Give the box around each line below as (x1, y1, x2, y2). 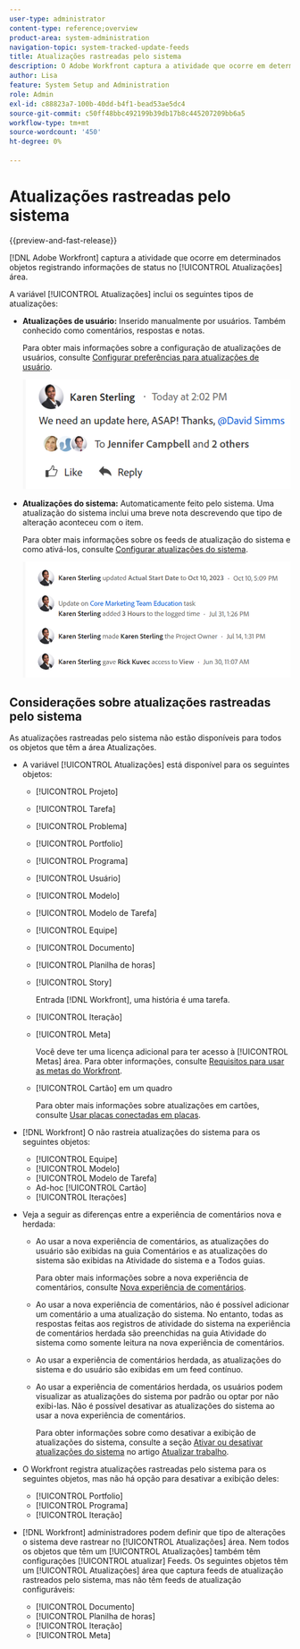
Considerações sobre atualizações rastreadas (9, 695, 271, 711)
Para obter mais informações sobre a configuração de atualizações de (21, 342, 281, 353)
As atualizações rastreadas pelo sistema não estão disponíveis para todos (9, 732, 282, 743)
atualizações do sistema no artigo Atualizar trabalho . (35, 1447, 229, 1457)
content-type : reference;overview (9, 23, 138, 33)
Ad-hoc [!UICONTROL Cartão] (35, 1183, 147, 1193)
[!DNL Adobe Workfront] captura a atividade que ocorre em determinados (9, 252, 281, 263)
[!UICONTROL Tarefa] (35, 804, 116, 815)
